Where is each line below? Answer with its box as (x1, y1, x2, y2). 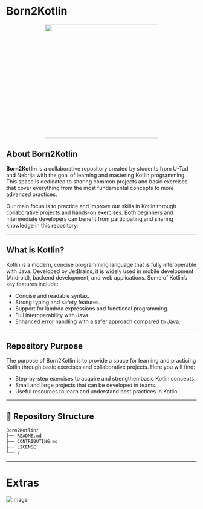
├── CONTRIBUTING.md (6, 438, 59, 444)
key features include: (6, 280, 59, 287)
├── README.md (6, 433, 42, 439)
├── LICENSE (6, 444, 36, 450)
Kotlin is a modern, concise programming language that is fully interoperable (6, 261, 197, 268)
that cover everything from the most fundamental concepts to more (6, 184, 174, 191)
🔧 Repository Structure (6, 411, 94, 421)
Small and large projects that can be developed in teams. (14, 381, 157, 389)
